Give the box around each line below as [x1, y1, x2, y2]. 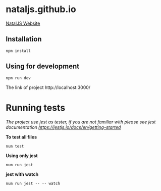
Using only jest [6, 153, 38, 159]
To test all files [6, 134, 37, 140]
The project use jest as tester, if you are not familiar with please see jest [6, 119, 156, 125]
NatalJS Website [6, 20, 40, 26]
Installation [6, 35, 42, 43]
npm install [6, 48, 31, 54]
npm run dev [6, 75, 31, 80]
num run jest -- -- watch [6, 181, 60, 186]
